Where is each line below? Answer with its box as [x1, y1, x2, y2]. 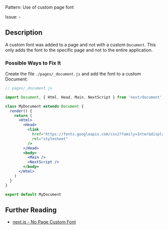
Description [5, 28, 42, 37]
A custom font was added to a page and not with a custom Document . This [5, 41, 156, 47]
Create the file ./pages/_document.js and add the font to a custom [5, 71, 141, 77]
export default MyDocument [5, 192, 61, 197]
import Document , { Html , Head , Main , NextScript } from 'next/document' [5, 94, 162, 99]
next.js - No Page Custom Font [12, 219, 76, 225]
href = [31, 132, 43, 137]
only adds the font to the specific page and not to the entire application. [5, 47, 153, 53]
